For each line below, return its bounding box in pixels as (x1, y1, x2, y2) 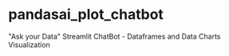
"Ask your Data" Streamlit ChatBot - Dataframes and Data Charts (8, 32, 221, 41)
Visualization (8, 39, 50, 49)
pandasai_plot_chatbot (8, 6, 164, 24)
